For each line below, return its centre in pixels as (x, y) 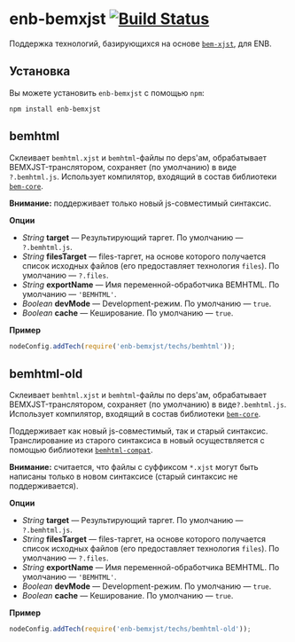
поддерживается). (44, 486)
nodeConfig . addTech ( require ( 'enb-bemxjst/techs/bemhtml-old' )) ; (130, 630)
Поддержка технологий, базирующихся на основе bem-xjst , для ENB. (140, 43)
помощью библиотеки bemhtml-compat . (81, 450)
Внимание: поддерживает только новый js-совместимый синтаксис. (140, 203)
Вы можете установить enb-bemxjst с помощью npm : (107, 92)
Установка (40, 71)
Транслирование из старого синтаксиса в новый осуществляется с (137, 441)
